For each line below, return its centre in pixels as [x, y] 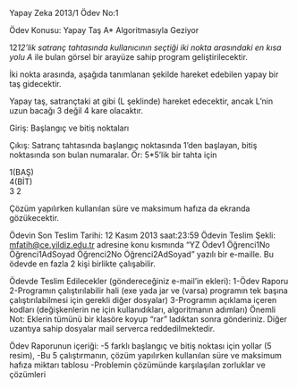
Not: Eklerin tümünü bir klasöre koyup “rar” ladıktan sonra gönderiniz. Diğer [148, 319]
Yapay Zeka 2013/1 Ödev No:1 [64, 13]
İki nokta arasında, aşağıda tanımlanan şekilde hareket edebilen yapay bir [144, 74]
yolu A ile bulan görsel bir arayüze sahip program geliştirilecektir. [129, 57]
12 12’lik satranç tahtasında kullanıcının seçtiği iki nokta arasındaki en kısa [145, 47]
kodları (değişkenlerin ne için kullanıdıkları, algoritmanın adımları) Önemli [142, 309]
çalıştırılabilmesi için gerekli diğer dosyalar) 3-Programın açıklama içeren [143, 300]
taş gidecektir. [35, 84]
